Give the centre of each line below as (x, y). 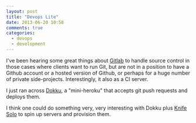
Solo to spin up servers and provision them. (59, 114)
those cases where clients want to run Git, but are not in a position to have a (98, 66)
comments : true (25, 28)
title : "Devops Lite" (32, 17)
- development (28, 44)
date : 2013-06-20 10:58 (35, 22)
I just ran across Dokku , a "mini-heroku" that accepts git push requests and (97, 90)
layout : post (22, 11)
